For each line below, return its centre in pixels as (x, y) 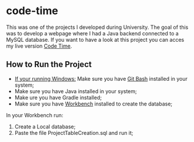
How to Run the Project (49, 65)
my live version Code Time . (39, 46)
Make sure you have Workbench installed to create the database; (93, 104)
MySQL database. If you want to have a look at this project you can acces (95, 39)
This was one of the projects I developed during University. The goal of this (97, 27)
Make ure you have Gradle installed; (58, 97)
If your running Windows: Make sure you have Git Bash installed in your (101, 78)
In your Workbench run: (35, 115)
